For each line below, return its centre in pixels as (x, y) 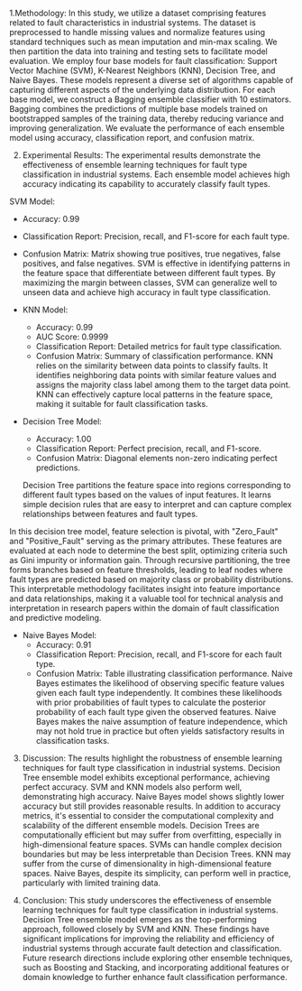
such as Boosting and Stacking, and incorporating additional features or (156, 968)
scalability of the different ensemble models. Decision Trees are (141, 825)
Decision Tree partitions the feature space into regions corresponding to (156, 485)
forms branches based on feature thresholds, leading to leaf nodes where (146, 570)
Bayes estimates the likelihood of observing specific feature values (160, 683)
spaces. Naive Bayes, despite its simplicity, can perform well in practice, (156, 873)
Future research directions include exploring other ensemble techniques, (157, 958)
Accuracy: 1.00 (64, 439)
